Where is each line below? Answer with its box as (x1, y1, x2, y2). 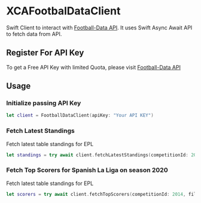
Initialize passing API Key (6, 99, 81, 107)
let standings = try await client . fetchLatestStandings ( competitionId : (6, 152, 188, 158)
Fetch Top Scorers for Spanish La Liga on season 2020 (6, 166, 169, 174)
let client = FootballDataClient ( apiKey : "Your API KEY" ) (6, 113, 154, 119)
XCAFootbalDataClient (6, 4, 121, 18)
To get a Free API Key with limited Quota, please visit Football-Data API (6, 63, 181, 71)
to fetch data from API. (6, 30, 62, 37)
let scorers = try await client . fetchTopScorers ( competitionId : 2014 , (6, 191, 186, 197)
